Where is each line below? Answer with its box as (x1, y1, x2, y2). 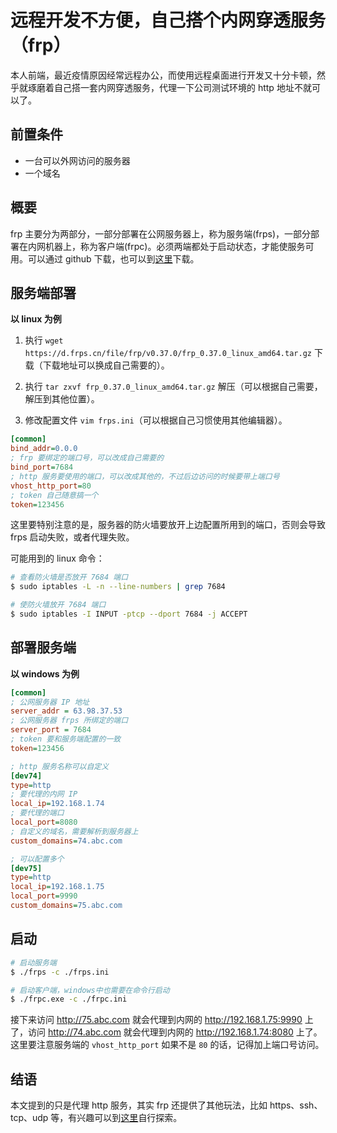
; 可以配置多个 (10, 854, 65, 864)
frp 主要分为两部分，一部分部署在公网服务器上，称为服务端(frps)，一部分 (10, 227, 312, 240)
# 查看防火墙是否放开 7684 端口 (10, 572, 129, 583)
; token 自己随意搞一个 (10, 490, 99, 500)
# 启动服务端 (10, 957, 57, 968)
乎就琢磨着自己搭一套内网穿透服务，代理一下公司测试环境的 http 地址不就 (10, 81, 312, 93)
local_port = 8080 (10, 817, 78, 828)
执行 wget (24, 334, 64, 346)
